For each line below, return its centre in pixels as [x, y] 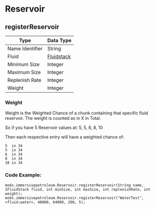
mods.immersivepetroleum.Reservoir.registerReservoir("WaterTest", [75, 198]
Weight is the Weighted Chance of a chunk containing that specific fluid [77, 113]
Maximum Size [24, 72]
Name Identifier [25, 48]
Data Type [59, 40]
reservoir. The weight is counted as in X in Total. [53, 118]
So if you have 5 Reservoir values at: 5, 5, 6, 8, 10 [54, 128]
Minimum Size [23, 64]
